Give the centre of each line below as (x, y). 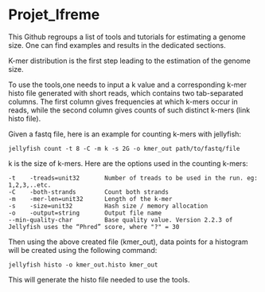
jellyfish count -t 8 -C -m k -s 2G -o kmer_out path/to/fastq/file (124, 148)
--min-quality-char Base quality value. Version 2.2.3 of (121, 220)
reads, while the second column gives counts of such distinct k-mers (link (129, 110)
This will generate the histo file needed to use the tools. (99, 279)
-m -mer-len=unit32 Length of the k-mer (90, 199)
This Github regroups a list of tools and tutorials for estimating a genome (127, 37)
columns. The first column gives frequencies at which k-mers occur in (123, 101)
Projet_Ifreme (54, 15)
